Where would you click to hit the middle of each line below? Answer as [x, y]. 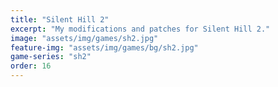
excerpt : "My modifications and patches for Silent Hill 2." [140, 29]
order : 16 [31, 66]
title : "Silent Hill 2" [60, 19]
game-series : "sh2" [51, 57]
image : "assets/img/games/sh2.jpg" [84, 38]
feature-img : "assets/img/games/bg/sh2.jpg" [104, 47]
